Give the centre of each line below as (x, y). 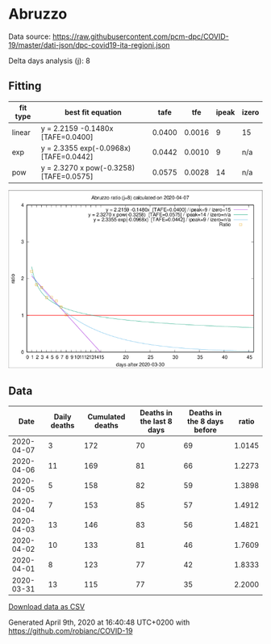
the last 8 (156, 421)
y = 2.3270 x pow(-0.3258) (88, 168)
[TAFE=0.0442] (67, 156)
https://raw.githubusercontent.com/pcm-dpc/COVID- (141, 36)
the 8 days (205, 421)
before (205, 430)
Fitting (25, 86)
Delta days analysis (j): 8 (49, 61)
